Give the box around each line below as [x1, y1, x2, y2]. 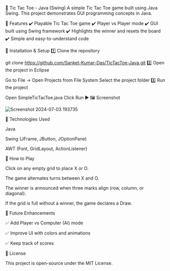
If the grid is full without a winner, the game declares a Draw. [5, 200, 132, 206]
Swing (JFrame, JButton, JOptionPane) [5, 136, 87, 142]
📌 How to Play [5, 155, 35, 161]
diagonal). [5, 190, 26, 196]
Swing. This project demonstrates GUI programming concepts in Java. [5, 10, 152, 16]
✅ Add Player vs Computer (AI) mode [5, 220, 84, 226]
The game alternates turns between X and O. [5, 175, 99, 181]
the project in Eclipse [5, 67, 49, 73]
